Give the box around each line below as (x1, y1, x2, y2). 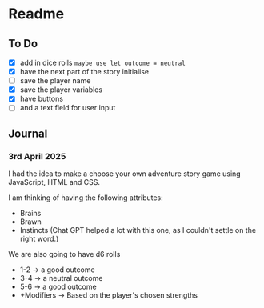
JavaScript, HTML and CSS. (8, 178, 101, 187)
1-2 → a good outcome (19, 265, 95, 274)
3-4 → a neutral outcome (19, 274, 103, 283)
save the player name (19, 76, 91, 86)
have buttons (19, 94, 64, 104)
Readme (8, 5, 65, 23)
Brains (19, 209, 42, 218)
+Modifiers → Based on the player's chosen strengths (19, 290, 198, 300)
